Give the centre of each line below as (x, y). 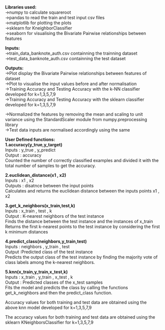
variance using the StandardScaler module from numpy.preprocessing (76, 119)
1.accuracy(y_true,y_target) (34, 145)
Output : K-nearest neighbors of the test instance (55, 216)
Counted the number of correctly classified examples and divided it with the (82, 160)
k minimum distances (27, 232)
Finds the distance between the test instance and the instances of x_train (79, 221)
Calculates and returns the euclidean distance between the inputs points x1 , (82, 191)
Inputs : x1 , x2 (20, 180)
